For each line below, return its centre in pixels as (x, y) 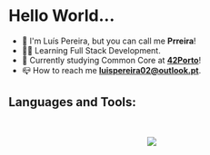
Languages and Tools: (73, 102)
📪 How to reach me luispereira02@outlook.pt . (111, 70)
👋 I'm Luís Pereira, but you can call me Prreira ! (109, 41)
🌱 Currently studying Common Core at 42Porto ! (111, 60)
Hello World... (62, 16)
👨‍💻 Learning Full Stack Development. (91, 50)
